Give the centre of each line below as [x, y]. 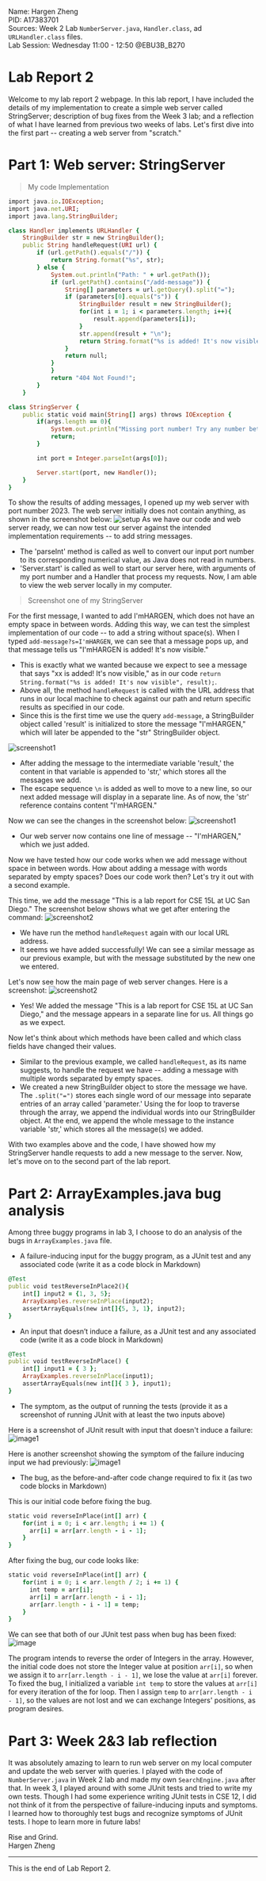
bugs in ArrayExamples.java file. [60, 1241]
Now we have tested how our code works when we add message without [128, 860]
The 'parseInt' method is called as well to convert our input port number [137, 551]
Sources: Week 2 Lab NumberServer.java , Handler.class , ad [105, 28]
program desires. [36, 1709]
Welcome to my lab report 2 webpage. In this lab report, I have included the [131, 99]
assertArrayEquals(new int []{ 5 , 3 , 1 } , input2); [104, 1308]
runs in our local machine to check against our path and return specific [135, 699]
